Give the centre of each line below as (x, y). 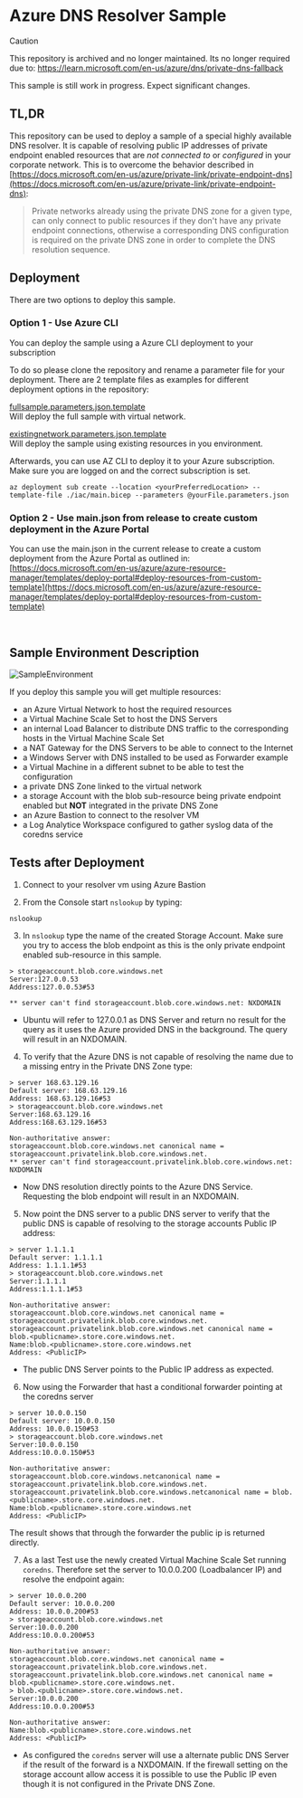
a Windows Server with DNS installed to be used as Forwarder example (155, 757)
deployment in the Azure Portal (79, 528)
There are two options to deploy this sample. (93, 300)
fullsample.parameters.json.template (78, 406)
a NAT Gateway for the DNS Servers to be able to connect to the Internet (158, 747)
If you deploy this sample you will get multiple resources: (115, 691)
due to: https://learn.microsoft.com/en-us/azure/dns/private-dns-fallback (147, 68)
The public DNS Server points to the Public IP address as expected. (148, 1369)
